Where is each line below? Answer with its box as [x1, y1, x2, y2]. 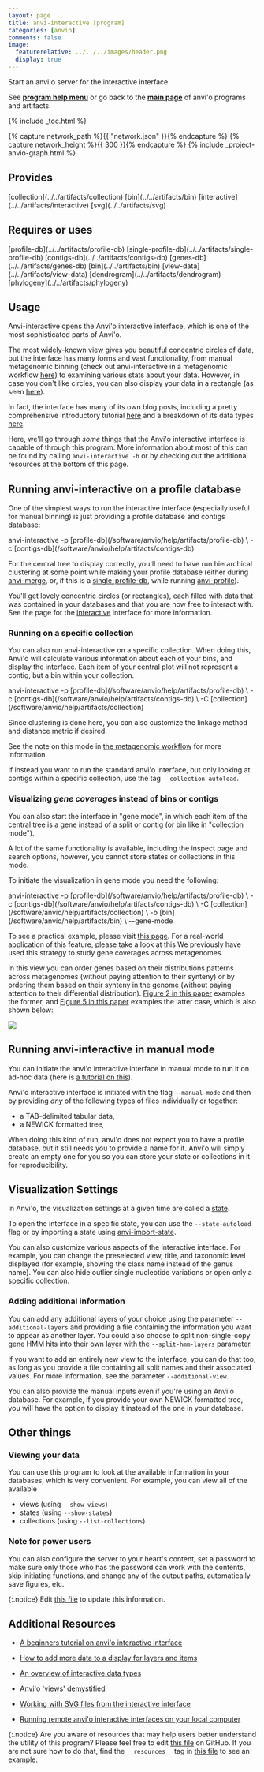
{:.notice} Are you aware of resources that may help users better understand [8, 1729, 257, 1740]
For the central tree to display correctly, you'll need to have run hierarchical [8, 559, 253, 569]
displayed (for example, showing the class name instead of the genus [8, 1259, 234, 1269]
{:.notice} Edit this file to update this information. [8, 1594, 165, 1604]
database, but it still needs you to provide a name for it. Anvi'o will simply [8, 1143, 245, 1153]
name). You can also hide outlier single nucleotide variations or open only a [8, 1268, 252, 1277]
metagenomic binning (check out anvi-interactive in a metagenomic [8, 362, 228, 372]
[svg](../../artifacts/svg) [90, 200, 167, 210]
